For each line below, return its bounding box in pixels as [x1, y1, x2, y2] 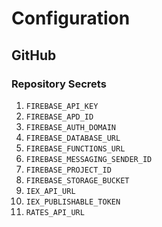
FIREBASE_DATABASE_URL [25, 133, 121, 143]
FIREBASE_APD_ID [25, 112, 94, 122]
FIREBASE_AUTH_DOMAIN [25, 122, 116, 132]
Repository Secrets [11, 77, 107, 91]
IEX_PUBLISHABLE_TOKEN [25, 197, 121, 207]
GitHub [11, 47, 57, 64]
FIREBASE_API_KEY [25, 101, 99, 111]
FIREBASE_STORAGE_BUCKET [25, 175, 130, 186]
